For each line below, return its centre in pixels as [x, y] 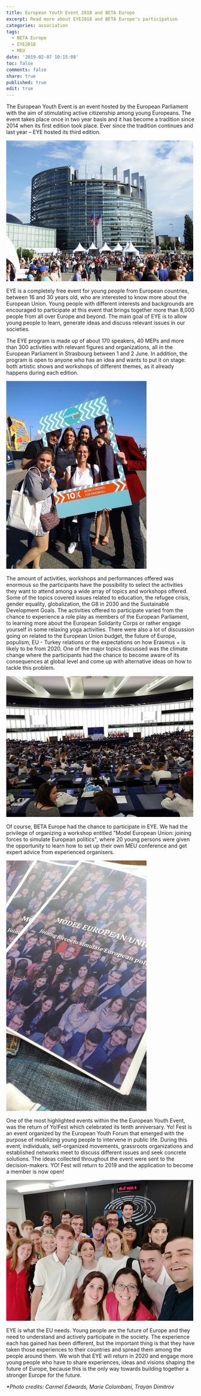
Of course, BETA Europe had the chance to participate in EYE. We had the [97, 827]
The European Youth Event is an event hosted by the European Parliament [97, 107]
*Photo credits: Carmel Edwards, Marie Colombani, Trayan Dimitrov [90, 1387]
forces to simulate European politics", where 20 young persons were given [98, 839]
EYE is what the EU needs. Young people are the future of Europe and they [98, 1331]
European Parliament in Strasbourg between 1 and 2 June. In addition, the [97, 354]
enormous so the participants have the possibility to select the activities [95, 585]
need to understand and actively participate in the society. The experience [98, 1337]
